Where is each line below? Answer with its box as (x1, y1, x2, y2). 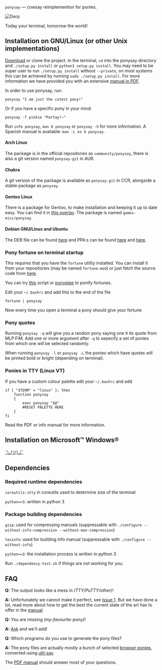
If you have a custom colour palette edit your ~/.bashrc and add (5, 378, 133, 384)
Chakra (5, 167, 20, 172)
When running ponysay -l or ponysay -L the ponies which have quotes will (5, 350, 153, 356)
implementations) (5, 45, 60, 53)
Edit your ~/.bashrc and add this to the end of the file (5, 289, 111, 295)
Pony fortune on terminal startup (5, 249, 84, 256)
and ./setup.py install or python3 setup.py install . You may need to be (5, 63, 154, 69)
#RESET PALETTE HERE (22, 405, 64, 410)
